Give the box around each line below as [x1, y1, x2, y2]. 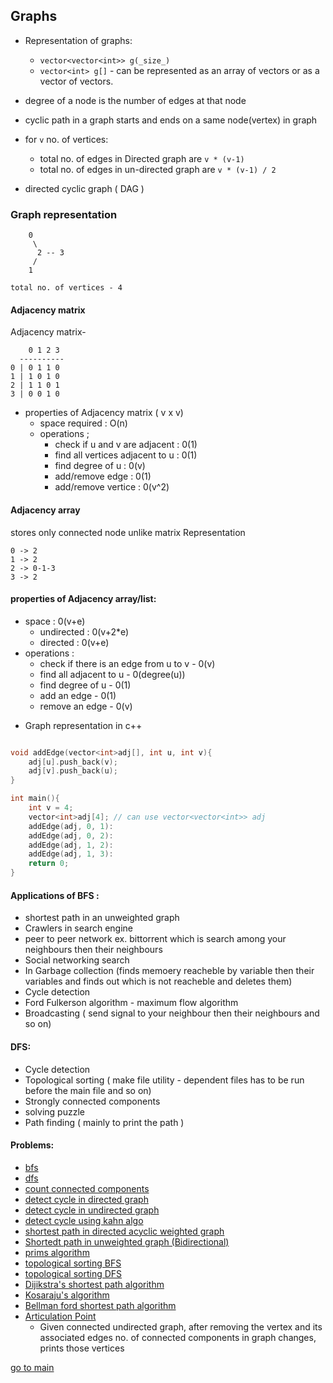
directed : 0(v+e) [39, 636, 110, 648]
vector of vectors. [39, 75, 114, 87]
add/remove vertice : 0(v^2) [54, 481, 170, 493]
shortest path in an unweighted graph [24, 912, 180, 924]
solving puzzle [24, 1105, 85, 1118]
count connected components [24, 1182, 150, 1194]
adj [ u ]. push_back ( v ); [28, 757, 118, 767]
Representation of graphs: [24, 34, 133, 46]
